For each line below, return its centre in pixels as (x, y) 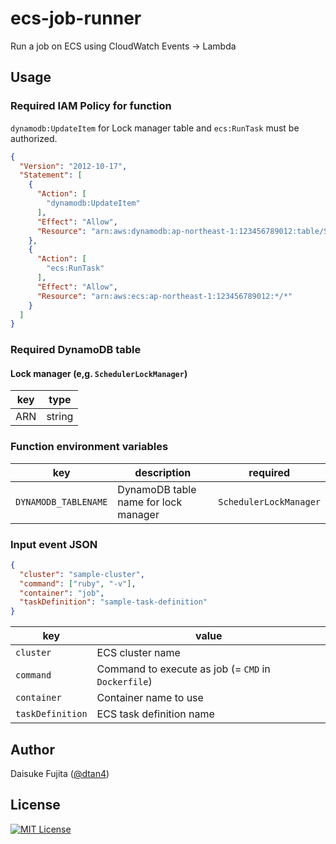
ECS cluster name (138, 653)
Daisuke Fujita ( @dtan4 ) (60, 774)
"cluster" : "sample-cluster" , (82, 574)
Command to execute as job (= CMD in (183, 669)
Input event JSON (54, 544)
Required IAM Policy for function (91, 106)
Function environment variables (89, 447)
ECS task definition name (155, 714)
